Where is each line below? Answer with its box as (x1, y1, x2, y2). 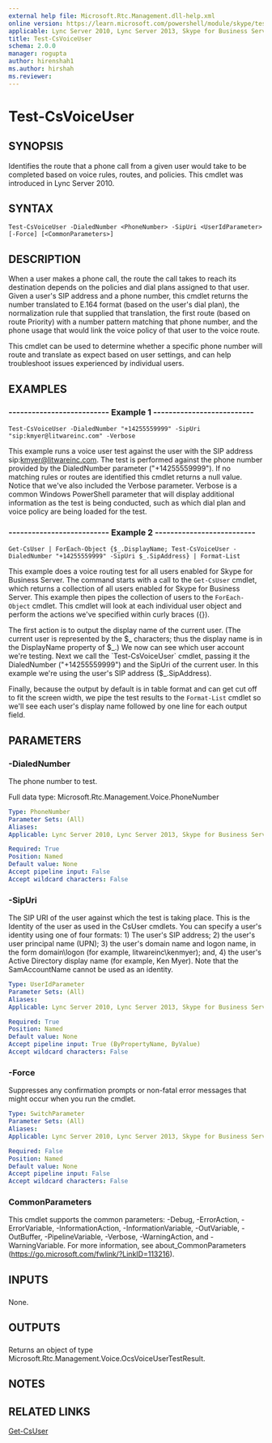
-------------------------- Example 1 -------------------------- (8, 407, 254, 418)
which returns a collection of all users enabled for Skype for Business (8, 584, 240, 593)
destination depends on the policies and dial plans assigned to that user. (8, 282, 249, 292)
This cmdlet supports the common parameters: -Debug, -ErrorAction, (8, 1215, 240, 1225)
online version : (8, 19, 63, 28)
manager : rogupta (8, 50, 67, 58)
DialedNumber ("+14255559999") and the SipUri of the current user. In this (8, 660, 259, 670)
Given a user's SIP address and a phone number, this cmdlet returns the (8, 291, 249, 301)
